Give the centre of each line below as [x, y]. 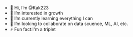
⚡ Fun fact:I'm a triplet [33, 29]
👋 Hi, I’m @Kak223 [29, 8]
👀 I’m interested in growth [36, 13]
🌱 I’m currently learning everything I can [51, 18]
